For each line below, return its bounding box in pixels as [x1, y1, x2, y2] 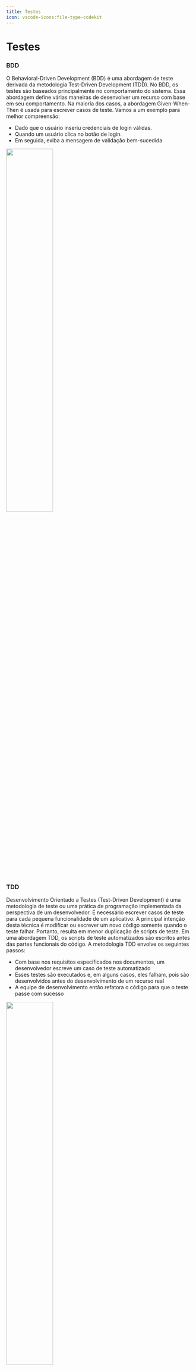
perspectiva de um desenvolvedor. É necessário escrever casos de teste [6, 909, 184, 916]
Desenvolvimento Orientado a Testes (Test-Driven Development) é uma [6, 896, 181, 903]
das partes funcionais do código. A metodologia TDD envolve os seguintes [6, 940, 189, 948]
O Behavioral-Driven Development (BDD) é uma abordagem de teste [6, 74, 173, 82]
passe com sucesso [14, 990, 64, 998]
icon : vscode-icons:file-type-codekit [6, 14, 102, 20]
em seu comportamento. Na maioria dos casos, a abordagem [6, 99, 156, 107]
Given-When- [157, 99, 191, 107]
